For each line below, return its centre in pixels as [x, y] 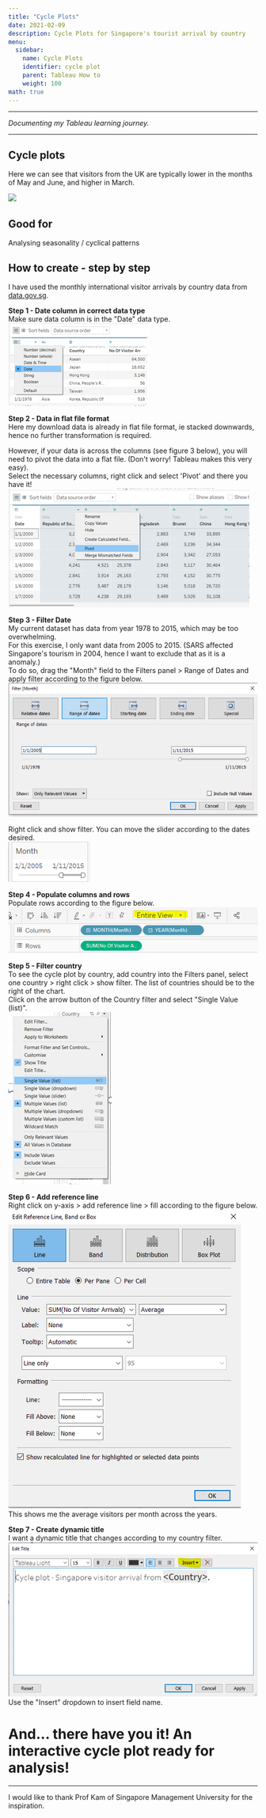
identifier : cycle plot [62, 67]
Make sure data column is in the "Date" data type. [89, 319]
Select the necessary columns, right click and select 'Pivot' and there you [128, 476]
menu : [17, 42]
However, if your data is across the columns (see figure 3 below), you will [128, 451]
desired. [22, 837]
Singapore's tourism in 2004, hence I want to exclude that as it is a [117, 653]
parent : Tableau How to [62, 75]
